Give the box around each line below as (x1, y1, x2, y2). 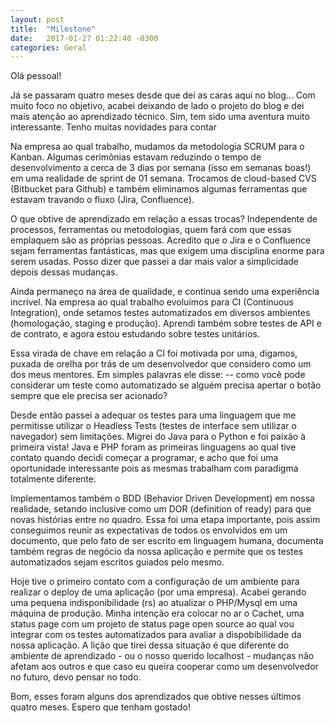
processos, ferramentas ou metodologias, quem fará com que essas (10, 224, 292, 236)
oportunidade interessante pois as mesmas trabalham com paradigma (10, 462, 299, 475)
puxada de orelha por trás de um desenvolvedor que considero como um (10, 358, 312, 370)
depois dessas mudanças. (10, 266, 118, 278)
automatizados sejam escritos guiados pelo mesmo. (10, 556, 225, 568)
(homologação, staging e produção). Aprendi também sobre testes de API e (10, 317, 322, 330)
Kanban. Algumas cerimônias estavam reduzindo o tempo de (10, 151, 262, 163)
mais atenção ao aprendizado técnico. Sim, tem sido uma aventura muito (10, 111, 310, 123)
